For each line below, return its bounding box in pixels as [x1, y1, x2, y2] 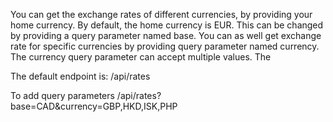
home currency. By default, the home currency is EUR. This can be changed [10, 19, 324, 31]
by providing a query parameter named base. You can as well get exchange [10, 30, 322, 41]
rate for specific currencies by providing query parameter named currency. [10, 40, 320, 52]
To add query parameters [10, 90, 115, 101]
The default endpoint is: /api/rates [10, 70, 151, 82]
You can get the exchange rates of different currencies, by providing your [10, 9, 313, 20]
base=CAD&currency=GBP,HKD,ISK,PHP [10, 100, 178, 112]
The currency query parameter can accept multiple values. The [10, 51, 272, 63]
